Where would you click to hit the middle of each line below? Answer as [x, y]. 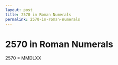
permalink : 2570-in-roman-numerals [43, 19]
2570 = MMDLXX [23, 58]
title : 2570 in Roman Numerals [38, 15]
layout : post [19, 10]
